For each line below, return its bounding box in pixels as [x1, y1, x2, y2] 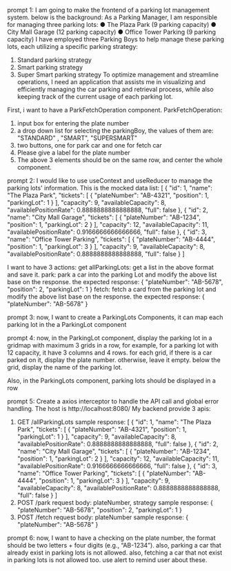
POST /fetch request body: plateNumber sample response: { [17, 513, 188, 521]
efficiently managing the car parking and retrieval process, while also [17, 86, 214, 93]
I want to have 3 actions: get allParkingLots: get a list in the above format [7, 263, 214, 271]
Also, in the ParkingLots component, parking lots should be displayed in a [7, 377, 216, 385]
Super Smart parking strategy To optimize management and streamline [17, 70, 219, 79]
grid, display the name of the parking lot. [7, 363, 123, 371]
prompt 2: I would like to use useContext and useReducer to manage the [7, 177, 212, 185]
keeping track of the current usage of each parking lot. [17, 92, 174, 101]
